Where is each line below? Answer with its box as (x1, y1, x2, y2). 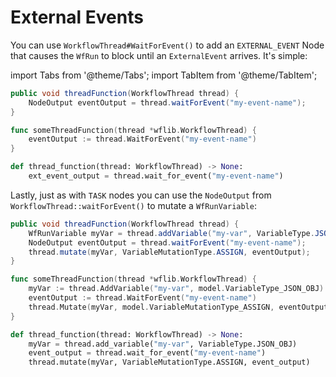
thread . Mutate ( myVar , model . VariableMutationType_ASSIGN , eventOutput (28, 302, 329, 312)
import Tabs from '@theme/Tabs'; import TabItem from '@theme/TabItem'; (10, 69, 318, 81)
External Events (10, 6, 144, 29)
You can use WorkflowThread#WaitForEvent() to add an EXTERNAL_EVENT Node (10, 39, 325, 51)
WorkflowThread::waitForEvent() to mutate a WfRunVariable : (10, 199, 257, 211)
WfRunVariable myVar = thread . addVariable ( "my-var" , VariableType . (28, 228, 315, 238)
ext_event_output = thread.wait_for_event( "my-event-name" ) (28, 171, 284, 181)
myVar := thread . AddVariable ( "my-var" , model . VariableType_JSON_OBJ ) (28, 284, 325, 294)
